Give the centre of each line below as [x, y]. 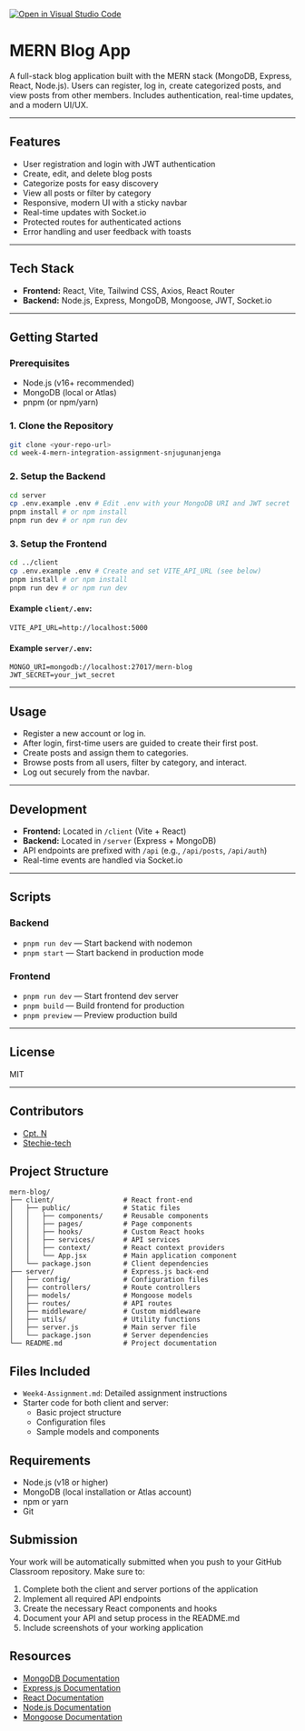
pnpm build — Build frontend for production [103, 1006]
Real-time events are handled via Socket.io [103, 860]
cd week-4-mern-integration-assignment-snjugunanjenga [115, 453]
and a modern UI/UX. [49, 105]
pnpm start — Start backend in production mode [113, 952]
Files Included [50, 1371]
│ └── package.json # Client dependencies [109, 1264]
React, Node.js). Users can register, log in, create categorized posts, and [145, 85]
